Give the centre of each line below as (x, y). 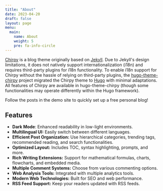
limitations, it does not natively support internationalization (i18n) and (74, 65)
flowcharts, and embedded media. (46, 163)
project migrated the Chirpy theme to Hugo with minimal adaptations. (88, 80)
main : (15, 32)
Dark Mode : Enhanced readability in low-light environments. (72, 127)
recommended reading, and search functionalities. (63, 142)
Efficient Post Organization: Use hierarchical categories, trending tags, (84, 137)
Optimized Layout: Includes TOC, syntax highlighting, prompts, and (80, 148)
